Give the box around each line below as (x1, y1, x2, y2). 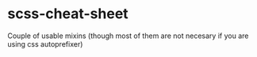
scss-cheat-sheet (7, 5, 128, 23)
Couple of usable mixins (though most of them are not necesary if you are (7, 31, 249, 40)
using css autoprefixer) (7, 39, 83, 48)
